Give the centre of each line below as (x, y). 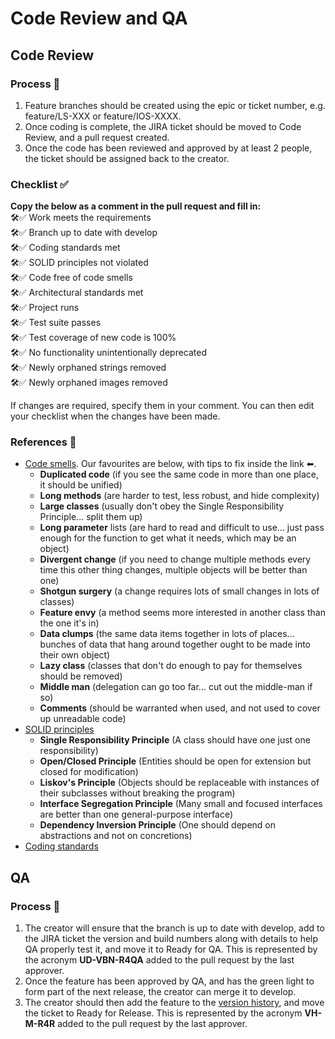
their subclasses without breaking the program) (137, 793)
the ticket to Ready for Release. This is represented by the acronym (163, 1013)
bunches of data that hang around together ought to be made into (175, 644)
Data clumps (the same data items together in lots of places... (167, 634)
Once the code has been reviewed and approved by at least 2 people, (168, 148)
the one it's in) (69, 623)
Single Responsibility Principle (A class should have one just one (175, 740)
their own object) (75, 655)
